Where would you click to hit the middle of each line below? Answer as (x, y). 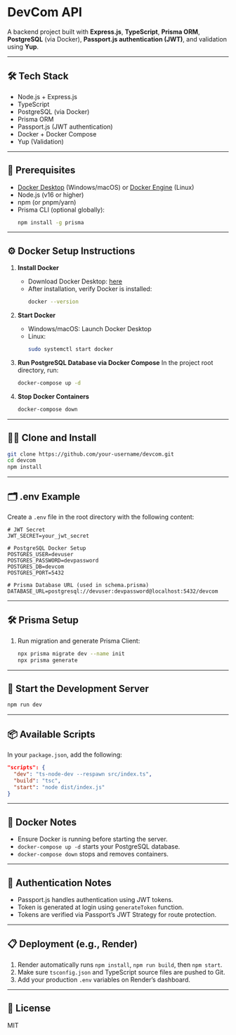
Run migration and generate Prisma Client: (79, 641)
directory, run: (38, 370)
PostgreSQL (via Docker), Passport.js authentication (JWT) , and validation (117, 39)
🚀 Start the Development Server (78, 689)
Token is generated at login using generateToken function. (100, 907)
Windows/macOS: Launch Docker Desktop (90, 329)
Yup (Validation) (41, 141)
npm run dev (25, 705)
